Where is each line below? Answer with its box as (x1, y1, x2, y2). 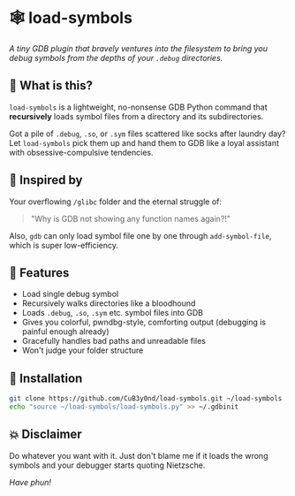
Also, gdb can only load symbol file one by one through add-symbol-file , (9, 230, 272, 240)
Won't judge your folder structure (21, 345, 144, 355)
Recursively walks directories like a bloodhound (21, 298, 196, 309)
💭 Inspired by (9, 172, 83, 187)
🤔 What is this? (9, 78, 93, 94)
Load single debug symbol (21, 289, 119, 300)
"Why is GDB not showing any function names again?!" (30, 213, 231, 224)
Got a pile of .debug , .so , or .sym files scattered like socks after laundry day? (9, 128, 286, 139)
